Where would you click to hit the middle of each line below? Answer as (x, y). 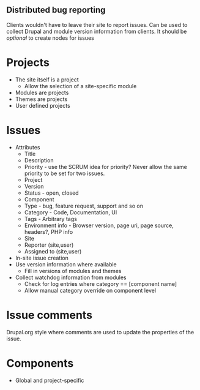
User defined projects (43, 105)
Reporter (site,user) (49, 245)
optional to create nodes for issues (50, 38)
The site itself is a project (47, 80)
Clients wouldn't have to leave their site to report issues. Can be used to (97, 24)
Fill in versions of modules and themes (73, 271)
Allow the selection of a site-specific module (80, 86)
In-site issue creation (42, 258)
